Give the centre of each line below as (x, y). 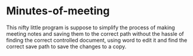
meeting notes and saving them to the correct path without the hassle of (95, 33)
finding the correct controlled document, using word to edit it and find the (97, 40)
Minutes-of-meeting (58, 11)
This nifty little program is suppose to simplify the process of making (91, 27)
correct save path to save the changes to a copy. (66, 46)
